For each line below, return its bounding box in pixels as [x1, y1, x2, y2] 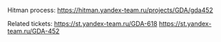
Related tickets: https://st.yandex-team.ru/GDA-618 [7, 20, 158, 27]
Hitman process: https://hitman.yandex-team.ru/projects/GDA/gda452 [7, 6, 214, 14]
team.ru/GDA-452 [7, 27, 60, 35]
